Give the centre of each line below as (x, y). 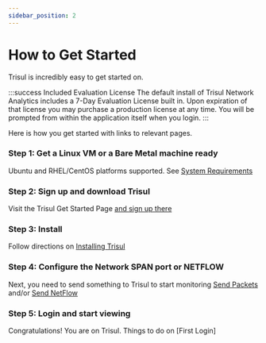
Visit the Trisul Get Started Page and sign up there (90, 209)
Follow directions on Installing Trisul (67, 246)
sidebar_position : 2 (42, 15)
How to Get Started (72, 54)
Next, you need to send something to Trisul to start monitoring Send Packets (133, 284)
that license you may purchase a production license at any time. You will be (131, 109)
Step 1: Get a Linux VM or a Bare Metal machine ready (113, 153)
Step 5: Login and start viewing (69, 313)
